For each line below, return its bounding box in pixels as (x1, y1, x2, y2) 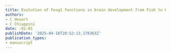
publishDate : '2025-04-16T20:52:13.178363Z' (5, 31, 101, 36)
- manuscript (5, 40, 33, 45)
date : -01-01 (5, 26, 33, 31)
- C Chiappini (5, 21, 36, 27)
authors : (5, 12, 24, 17)
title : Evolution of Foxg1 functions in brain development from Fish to (5, 7, 163, 13)
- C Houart (5, 17, 28, 22)
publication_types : (5, 36, 47, 41)
